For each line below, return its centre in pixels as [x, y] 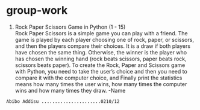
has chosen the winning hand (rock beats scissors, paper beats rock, [101, 59]
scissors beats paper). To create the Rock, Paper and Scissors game [100, 65]
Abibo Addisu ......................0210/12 [63, 101]
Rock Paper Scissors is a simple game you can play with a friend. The [101, 33]
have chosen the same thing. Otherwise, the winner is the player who [101, 52]
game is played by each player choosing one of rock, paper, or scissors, [105, 39]
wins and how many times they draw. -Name [70, 90]
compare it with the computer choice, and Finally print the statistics [98, 78]
